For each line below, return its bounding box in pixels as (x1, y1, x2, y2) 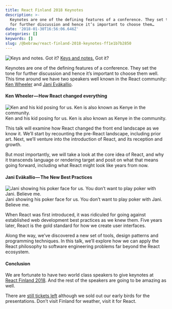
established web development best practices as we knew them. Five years (5, 217, 162, 223)
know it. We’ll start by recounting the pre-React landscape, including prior (5, 130, 161, 136)
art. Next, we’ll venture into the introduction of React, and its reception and (5, 136, 163, 142)
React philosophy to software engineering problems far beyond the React (5, 243, 160, 250)
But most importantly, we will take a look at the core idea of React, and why (5, 151, 164, 157)
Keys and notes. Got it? (60, 55, 109, 61)
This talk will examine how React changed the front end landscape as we (5, 125, 159, 131)
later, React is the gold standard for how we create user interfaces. (5, 222, 146, 229)
